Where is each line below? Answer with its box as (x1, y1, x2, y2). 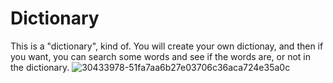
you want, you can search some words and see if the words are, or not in (10, 50, 312, 62)
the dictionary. (10, 61, 70, 73)
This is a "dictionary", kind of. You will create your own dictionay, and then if (10, 40, 324, 52)
